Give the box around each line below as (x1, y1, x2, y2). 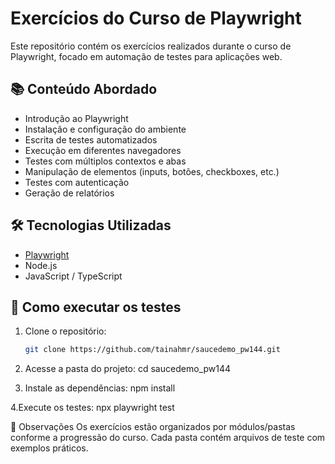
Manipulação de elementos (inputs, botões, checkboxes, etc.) (24, 165, 280, 177)
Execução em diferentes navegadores (24, 144, 182, 156)
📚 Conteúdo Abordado (10, 81, 158, 98)
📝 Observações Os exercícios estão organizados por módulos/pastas (10, 421, 296, 433)
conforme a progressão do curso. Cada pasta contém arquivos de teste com (10, 432, 326, 444)
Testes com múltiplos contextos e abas (24, 155, 187, 167)
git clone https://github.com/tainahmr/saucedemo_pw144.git (24, 345, 281, 355)
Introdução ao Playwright (24, 112, 129, 124)
